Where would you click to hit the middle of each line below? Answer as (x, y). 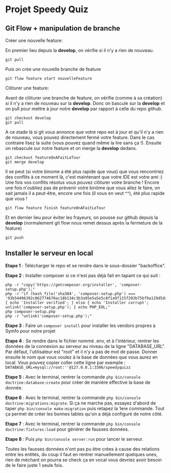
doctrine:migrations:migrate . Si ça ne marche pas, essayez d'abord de (81, 403)
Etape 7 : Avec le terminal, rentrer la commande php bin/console (73, 424)
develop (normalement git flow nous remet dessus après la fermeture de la (84, 223)
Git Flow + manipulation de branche (63, 28)
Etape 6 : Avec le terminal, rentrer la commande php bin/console (73, 397)
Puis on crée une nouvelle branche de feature (53, 69)
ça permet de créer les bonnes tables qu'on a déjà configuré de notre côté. (84, 414)
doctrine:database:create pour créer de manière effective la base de (78, 382)
